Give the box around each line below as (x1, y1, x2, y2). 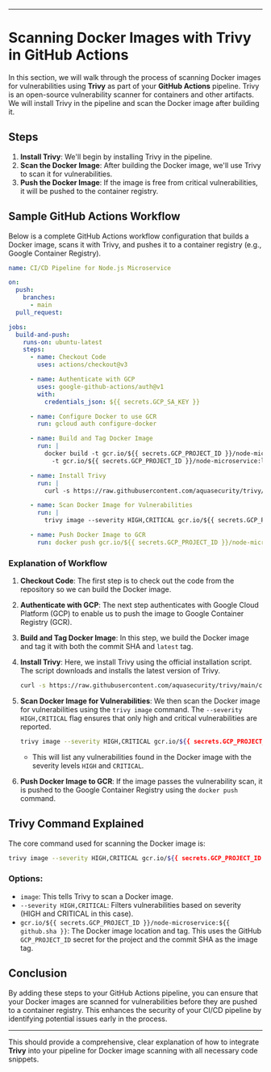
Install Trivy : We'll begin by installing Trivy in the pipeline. (19, 151, 213, 162)
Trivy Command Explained (8, 817, 144, 831)
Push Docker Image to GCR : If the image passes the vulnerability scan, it (19, 776, 263, 786)
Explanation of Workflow (8, 557, 107, 568)
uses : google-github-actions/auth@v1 (37, 382, 164, 390)
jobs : (8, 323, 27, 331)
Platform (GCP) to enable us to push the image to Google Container (19, 609, 244, 618)
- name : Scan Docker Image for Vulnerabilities (29, 501, 194, 509)
